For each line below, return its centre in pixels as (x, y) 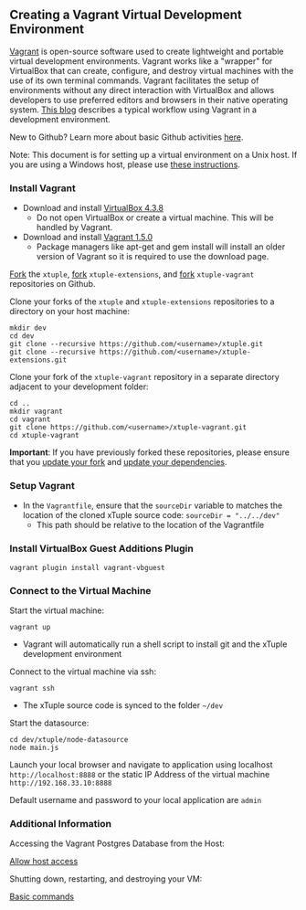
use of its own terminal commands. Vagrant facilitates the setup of (134, 80)
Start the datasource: (49, 723)
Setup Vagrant (42, 486)
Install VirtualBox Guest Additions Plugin (101, 549)
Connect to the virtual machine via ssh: (83, 672)
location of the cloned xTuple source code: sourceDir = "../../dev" (151, 515)
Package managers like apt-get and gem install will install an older (161, 247)
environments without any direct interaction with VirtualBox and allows (142, 90)
